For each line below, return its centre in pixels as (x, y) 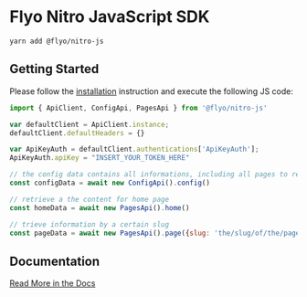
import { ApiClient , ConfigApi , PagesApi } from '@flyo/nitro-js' (138, 108)
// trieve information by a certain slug (90, 224)
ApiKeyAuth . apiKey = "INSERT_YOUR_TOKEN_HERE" (100, 158)
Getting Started (54, 69)
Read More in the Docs (53, 283)
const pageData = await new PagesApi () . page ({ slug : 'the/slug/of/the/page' (157, 233)
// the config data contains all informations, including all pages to (148, 175)
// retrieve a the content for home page (90, 199)
